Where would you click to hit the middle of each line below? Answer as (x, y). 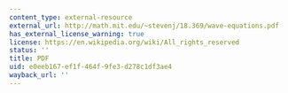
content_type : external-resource (71, 17)
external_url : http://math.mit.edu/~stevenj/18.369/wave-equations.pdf (144, 26)
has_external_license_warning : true (77, 34)
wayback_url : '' (39, 75)
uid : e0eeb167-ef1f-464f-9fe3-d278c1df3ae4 (91, 67)
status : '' (29, 50)
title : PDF (29, 58)
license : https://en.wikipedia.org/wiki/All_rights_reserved (125, 42)
